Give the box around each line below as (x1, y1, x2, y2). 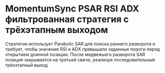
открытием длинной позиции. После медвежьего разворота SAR (5, 51, 145, 57)
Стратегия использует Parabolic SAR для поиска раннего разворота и (5, 40, 155, 46)
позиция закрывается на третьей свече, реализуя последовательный (5, 56, 155, 62)
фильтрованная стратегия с (5, 13, 129, 25)
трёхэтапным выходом (5, 24, 108, 35)
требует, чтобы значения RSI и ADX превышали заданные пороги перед (5, 46, 160, 52)
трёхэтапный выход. (5, 62, 49, 68)
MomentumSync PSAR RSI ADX (5, 3, 139, 14)
